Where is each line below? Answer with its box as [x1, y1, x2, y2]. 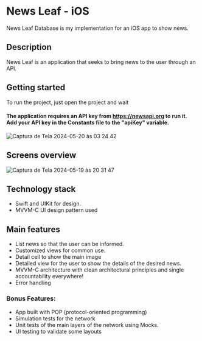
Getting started [6, 82, 66, 93]
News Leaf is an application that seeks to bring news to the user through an [6, 58, 196, 65]
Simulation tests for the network [15, 315, 96, 322]
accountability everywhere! [15, 273, 84, 280]
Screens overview [6, 150, 77, 161]
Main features [6, 224, 61, 234]
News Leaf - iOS [6, 4, 89, 18]
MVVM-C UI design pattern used [15, 206, 98, 214]
